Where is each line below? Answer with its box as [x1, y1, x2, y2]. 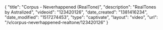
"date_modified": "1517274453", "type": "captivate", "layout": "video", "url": [4, 15, 158, 20]
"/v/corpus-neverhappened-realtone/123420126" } [4, 19, 109, 25]
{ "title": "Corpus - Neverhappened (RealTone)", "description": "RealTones [4, 4, 157, 10]
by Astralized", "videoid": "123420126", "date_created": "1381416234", [4, 9, 148, 15]
